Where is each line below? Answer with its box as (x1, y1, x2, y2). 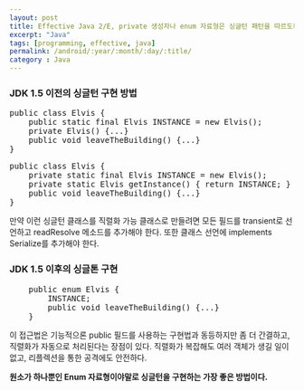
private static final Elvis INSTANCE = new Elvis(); (28, 170, 268, 181)
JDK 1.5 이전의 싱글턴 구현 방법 (9, 87, 138, 100)
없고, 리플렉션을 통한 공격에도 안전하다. (9, 352, 147, 363)
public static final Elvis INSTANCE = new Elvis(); (28, 117, 262, 128)
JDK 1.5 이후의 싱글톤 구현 (9, 263, 119, 276)
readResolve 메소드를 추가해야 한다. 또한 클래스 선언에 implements (33, 227, 273, 238)
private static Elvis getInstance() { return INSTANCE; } (28, 179, 291, 190)
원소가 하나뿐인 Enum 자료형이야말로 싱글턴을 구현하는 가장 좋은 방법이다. (9, 371, 269, 382)
